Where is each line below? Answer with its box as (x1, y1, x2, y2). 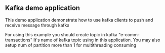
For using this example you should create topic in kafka (5, 31, 118, 37)
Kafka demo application (5, 4, 80, 12)
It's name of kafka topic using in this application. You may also (33, 37, 161, 43)
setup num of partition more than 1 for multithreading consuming (5, 42, 137, 48)
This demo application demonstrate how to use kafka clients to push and (5, 17, 153, 23)
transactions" (5, 37, 33, 43)
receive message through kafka (5, 22, 70, 28)
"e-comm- (118, 31, 140, 37)
